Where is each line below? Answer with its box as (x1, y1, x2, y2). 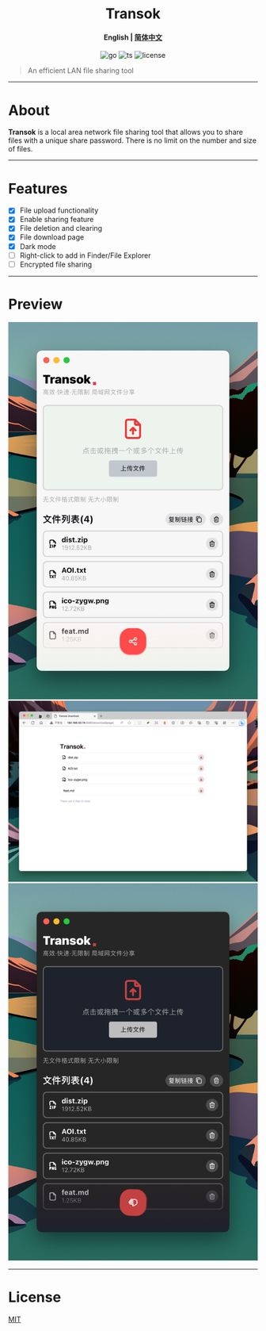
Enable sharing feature (19, 215, 94, 224)
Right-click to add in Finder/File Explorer (19, 251, 152, 260)
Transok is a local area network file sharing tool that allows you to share (8, 128, 244, 137)
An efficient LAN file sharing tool (27, 66, 135, 75)
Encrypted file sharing (19, 259, 93, 269)
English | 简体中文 (103, 33, 163, 42)
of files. (8, 144, 33, 154)
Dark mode (19, 241, 57, 251)
